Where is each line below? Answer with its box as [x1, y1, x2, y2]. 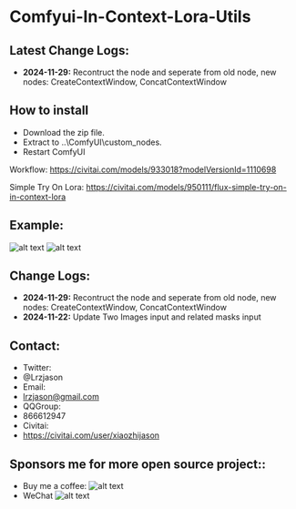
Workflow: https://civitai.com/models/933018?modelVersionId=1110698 [9, 164, 277, 175]
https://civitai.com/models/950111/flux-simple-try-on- [86, 181, 287, 192]
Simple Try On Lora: [9, 181, 85, 192]
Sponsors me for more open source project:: [9, 456, 267, 472]
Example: [9, 218, 64, 233]
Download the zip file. [22, 127, 105, 137]
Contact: [9, 338, 61, 353]
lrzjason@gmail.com [22, 392, 100, 402]
